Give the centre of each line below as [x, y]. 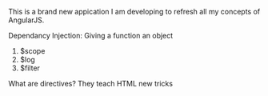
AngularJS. [26, 20]
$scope [32, 51]
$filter [30, 68]
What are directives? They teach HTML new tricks [91, 84]
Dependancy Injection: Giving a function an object [91, 36]
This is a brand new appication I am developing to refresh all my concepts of [134, 12]
